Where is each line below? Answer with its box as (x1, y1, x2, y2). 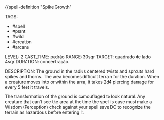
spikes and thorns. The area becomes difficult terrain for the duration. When (5, 74, 160, 79)
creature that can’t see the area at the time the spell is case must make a (5, 99, 152, 105)
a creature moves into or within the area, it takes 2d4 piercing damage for (5, 79, 154, 85)
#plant (12, 29, 26, 34)
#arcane (12, 44, 29, 50)
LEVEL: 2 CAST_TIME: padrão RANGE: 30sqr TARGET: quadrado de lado (5, 54, 151, 60)
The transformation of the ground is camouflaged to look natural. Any (5, 93, 146, 99)
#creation (12, 39, 32, 45)
